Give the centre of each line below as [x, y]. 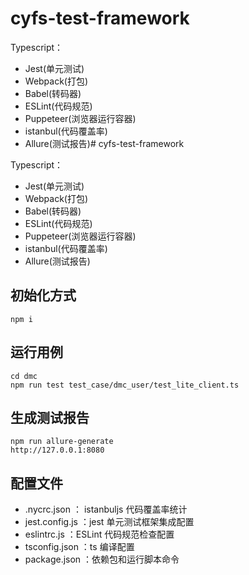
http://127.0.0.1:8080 [57, 450]
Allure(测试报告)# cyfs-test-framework [104, 143]
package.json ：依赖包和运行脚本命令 [102, 559]
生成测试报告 [50, 417]
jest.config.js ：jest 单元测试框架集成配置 [109, 522]
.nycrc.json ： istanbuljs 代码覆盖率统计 [106, 509]
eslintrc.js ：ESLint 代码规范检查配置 [99, 534]
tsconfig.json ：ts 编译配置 [79, 547]
